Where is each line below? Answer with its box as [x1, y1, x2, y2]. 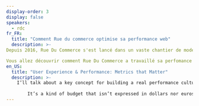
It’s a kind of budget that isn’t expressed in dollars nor [27, 91, 179, 97]
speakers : [6, 20, 31, 25]
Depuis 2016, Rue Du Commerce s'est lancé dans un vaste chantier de [6, 47, 182, 53]
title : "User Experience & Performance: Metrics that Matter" [11, 69, 168, 75]
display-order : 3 [6, 8, 49, 15]
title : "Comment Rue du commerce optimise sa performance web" [11, 36, 171, 42]
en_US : [6, 63, 23, 69]
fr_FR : [6, 31, 23, 37]
